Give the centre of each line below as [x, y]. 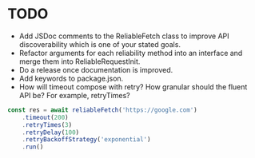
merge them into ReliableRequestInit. [80, 61]
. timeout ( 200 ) [45, 117]
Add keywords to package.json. [71, 78]
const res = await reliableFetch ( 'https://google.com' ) [102, 110]
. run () [33, 147]
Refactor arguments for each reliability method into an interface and [131, 53]
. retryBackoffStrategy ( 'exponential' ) [86, 140]
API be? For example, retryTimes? [75, 95]
